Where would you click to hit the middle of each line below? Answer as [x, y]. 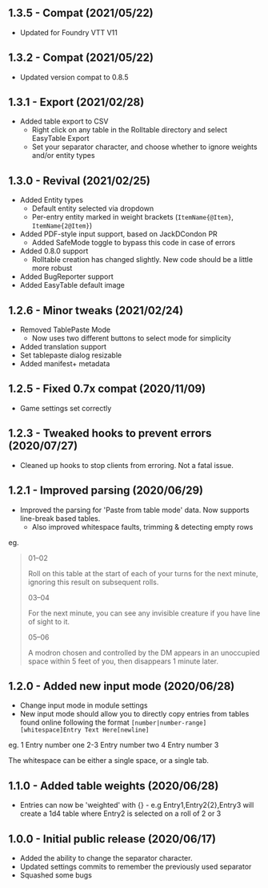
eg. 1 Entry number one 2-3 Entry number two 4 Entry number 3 [114, 745]
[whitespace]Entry [50, 730]
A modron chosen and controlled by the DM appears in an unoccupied [144, 652]
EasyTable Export [60, 139]
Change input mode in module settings [84, 705]
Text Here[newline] [117, 730]
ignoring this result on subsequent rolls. [93, 582]
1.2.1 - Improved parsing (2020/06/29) [106, 491]
